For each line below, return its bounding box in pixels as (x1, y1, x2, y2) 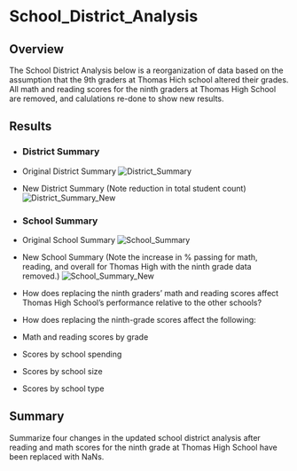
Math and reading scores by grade (21, 331, 149, 342)
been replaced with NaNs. (9, 451, 105, 462)
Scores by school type (21, 383, 105, 394)
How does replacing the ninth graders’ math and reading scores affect (21, 287, 279, 298)
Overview (9, 42, 65, 57)
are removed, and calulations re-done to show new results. (9, 93, 224, 104)
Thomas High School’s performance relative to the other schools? (21, 297, 262, 308)
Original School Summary (21, 234, 116, 245)
